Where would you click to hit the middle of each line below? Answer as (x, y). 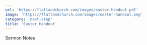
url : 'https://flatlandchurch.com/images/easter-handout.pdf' (72, 10)
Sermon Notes (20, 38)
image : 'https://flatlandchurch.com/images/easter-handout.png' (74, 14)
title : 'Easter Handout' (31, 24)
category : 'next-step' (29, 19)
